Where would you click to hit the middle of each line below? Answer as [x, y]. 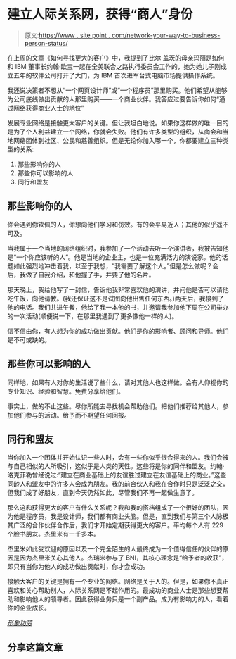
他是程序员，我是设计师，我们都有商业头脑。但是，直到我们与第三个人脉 [118, 516]
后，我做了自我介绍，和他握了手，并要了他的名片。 [81, 275]
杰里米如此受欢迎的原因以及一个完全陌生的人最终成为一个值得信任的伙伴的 [115, 549]
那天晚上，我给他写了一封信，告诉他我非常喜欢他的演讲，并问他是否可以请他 [118, 289]
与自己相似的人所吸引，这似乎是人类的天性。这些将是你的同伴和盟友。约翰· [116, 466]
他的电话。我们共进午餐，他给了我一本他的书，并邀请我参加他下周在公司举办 [118, 307]
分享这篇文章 [35, 647]
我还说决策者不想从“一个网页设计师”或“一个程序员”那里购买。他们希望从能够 [117, 90]
